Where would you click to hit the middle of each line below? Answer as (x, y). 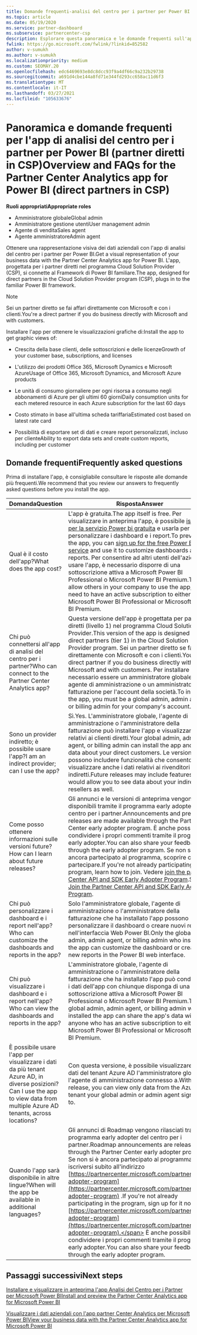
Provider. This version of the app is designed (129, 633)
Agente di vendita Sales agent (50, 230)
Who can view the (34, 1008)
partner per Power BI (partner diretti (95, 152)
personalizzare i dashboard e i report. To (123, 536)
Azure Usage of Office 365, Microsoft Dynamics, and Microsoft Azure (98, 373)
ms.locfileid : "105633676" (39, 98)
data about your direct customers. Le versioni (131, 753)
